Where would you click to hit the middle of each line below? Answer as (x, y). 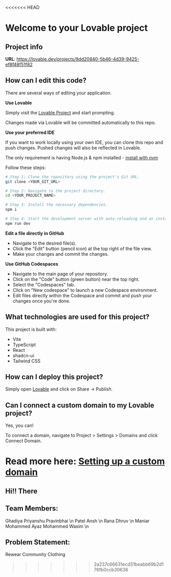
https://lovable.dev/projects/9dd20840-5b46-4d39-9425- (78, 59)
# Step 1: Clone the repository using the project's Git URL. (73, 177)
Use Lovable (19, 103)
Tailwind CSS (26, 361)
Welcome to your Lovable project (77, 28)
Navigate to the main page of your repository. (60, 274)
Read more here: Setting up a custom (85, 461)
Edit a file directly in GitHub (35, 233)
